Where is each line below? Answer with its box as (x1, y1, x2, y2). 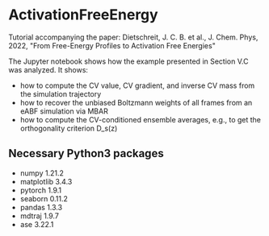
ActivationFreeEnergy (8, 6, 159, 24)
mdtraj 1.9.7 (19, 211, 59, 221)
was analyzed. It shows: (8, 64, 89, 74)
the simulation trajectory (19, 89, 102, 98)
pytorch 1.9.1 (19, 185, 62, 195)
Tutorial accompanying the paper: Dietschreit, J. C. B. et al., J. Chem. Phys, (8, 32, 258, 42)
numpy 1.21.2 (19, 168, 65, 178)
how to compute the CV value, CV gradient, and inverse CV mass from (19, 81, 255, 90)
